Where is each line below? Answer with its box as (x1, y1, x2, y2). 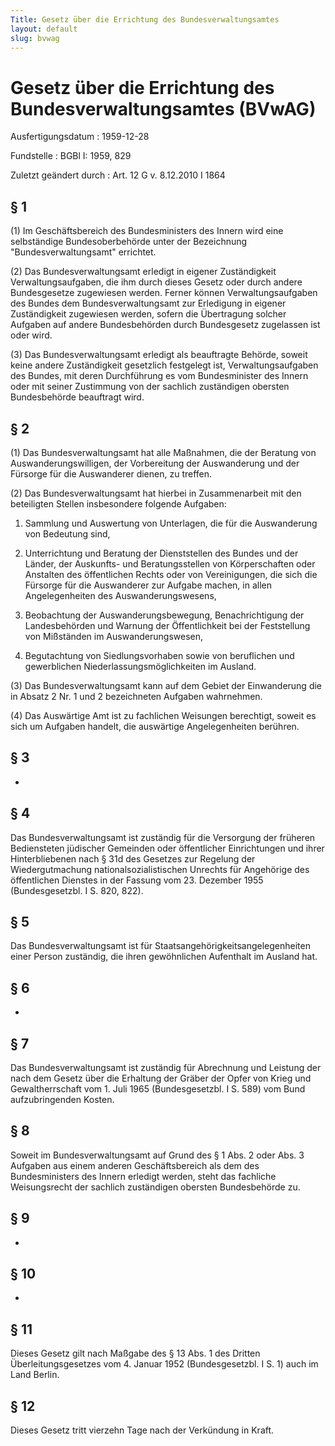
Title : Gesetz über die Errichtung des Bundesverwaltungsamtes (10, 14, 280, 25)
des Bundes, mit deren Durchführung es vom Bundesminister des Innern (10, 370, 309, 382)
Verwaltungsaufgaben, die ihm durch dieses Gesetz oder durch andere (10, 276, 303, 288)
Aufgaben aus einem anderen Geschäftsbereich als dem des (10, 1159, 260, 1171)
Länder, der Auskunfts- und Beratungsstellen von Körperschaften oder (24, 557, 316, 570)
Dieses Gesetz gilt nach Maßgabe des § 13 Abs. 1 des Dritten (10, 1347, 261, 1360)
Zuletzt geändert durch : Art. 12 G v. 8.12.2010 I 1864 (10, 169, 226, 181)
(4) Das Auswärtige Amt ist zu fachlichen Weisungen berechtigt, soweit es (10, 709, 317, 721)
